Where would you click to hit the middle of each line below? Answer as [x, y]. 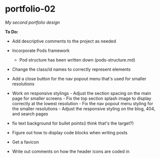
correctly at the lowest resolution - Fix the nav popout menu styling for [83, 103]
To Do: [12, 32]
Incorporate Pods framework [41, 50]
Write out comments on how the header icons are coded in [71, 151]
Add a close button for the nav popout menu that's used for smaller [79, 79]
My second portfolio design [32, 22]
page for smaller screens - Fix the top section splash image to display [82, 98]
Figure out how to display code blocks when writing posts [70, 132]
